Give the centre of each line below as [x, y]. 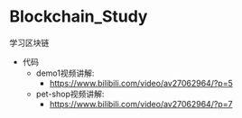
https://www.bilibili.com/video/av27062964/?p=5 [141, 83]
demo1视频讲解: [65, 73]
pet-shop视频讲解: [70, 94]
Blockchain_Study [79, 17]
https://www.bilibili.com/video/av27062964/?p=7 [141, 104]
